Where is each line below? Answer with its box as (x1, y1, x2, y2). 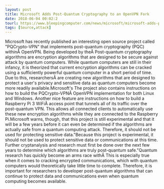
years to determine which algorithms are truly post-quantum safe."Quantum (5, 147, 158, 153)
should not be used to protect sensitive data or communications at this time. (5, 137, 158, 143)
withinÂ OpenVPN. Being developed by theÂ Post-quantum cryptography (5, 49, 152, 55)
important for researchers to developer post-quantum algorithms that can (5, 168, 153, 174)
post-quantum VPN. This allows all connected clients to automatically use (5, 106, 153, 112)
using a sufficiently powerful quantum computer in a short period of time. (5, 70, 152, 76)
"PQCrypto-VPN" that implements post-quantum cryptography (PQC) (5, 44, 145, 50)
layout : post (5, 7, 32, 12)
